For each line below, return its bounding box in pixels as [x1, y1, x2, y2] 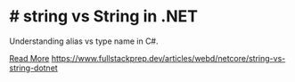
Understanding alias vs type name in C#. [9, 36, 159, 46]
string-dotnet [9, 62, 58, 73]
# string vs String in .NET [9, 6, 199, 27]
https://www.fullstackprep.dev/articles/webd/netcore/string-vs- [51, 53, 286, 63]
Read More [9, 53, 50, 63]
